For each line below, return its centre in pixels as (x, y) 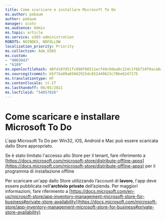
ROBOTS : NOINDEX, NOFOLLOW (33, 42)
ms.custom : (16, 55)
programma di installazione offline (40, 171)
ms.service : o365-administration (40, 37)
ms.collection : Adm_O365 (31, 51)
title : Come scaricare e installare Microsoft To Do (61, 10)
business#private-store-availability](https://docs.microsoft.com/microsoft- (81, 202)
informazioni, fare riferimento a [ (38, 191)
